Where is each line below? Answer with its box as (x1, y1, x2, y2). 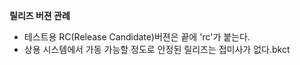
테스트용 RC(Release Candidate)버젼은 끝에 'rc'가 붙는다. (23, 31, 251, 43)
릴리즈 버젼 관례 (9, 10, 71, 21)
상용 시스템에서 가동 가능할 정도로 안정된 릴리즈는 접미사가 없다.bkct (23, 44, 291, 55)
